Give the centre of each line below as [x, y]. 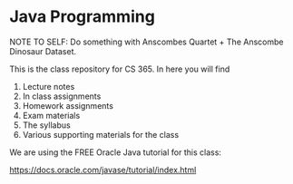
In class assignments [62, 96]
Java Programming [83, 17]
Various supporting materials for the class [101, 134]
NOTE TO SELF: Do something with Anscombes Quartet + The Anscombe [146, 42]
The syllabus [46, 125]
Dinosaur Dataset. [43, 51]
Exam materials [51, 115]
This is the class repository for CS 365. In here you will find [120, 69]
